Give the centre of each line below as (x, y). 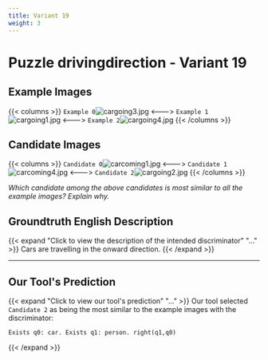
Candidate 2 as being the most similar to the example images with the (122, 309)
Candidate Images (55, 144)
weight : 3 (25, 23)
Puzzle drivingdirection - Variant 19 (128, 63)
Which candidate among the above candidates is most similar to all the (126, 188)
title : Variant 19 (39, 16)
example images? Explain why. (59, 196)
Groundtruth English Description (91, 222)
